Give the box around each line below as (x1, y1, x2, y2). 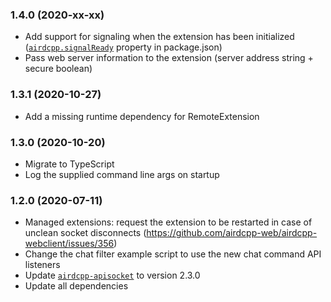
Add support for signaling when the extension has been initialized (24, 31, 295, 43)
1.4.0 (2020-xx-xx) (10, 8, 105, 22)
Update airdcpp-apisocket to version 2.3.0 (24, 269, 201, 282)
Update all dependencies (24, 280, 129, 292)
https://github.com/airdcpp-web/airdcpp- (146, 227, 318, 239)
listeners (24, 259, 61, 271)
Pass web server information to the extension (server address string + (24, 52, 314, 64)
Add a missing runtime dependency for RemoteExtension (24, 110, 260, 122)
